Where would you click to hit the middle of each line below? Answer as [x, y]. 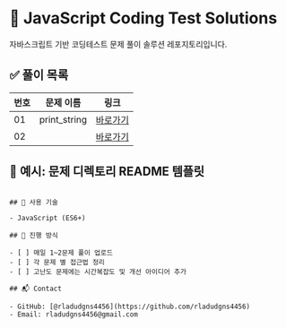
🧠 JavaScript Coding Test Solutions [143, 18]
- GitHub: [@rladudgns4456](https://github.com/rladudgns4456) [130, 306]
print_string [63, 119]
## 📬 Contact [36, 289]
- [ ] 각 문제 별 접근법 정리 [57, 262]
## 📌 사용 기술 [34, 202]
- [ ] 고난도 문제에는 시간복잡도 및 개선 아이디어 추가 [98, 272]
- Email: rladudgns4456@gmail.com [74, 314]
